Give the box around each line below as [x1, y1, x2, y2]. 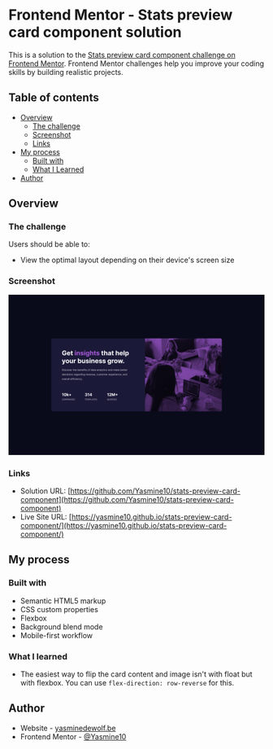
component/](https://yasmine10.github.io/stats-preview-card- [19, 521, 227, 531]
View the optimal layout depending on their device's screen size [19, 255, 235, 265]
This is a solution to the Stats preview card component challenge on [8, 50, 236, 59]
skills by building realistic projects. [8, 67, 123, 77]
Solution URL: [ [19, 486, 71, 496]
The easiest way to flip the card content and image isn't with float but [19, 669, 253, 679]
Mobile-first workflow [19, 630, 93, 640]
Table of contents [8, 91, 99, 105]
